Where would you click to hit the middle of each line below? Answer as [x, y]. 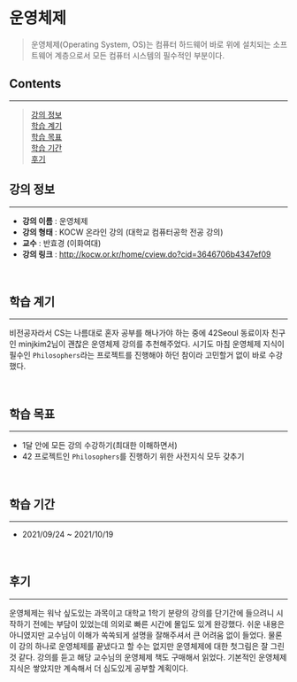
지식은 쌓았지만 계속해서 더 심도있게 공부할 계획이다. [99, 668]
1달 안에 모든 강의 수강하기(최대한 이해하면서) [100, 446]
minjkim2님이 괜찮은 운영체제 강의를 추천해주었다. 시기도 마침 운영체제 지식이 [151, 344]
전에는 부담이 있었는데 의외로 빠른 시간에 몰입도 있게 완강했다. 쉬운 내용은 [159, 624]
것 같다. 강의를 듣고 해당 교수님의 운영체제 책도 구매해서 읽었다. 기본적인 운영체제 [148, 657]
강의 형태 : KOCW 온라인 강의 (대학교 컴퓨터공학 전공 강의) [122, 232]
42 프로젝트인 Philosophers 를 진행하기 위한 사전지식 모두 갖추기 [133, 456]
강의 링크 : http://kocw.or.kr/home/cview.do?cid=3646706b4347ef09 [146, 254]
